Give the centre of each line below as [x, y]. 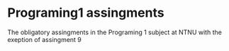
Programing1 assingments [86, 13]
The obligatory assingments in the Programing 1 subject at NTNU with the [114, 32]
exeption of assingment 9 [44, 39]
